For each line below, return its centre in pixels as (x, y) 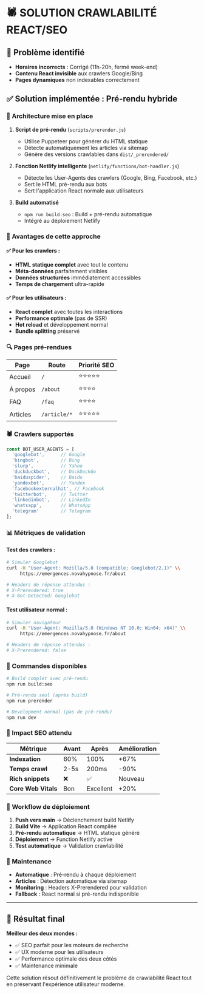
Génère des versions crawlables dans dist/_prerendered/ (96, 154)
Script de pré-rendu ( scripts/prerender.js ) (70, 129)
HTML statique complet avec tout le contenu (72, 264)
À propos (22, 389)
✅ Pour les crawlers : (33, 251)
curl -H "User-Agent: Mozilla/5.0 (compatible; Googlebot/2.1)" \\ (93, 568)
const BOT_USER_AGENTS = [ (40, 449)
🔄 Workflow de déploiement (48, 806)
